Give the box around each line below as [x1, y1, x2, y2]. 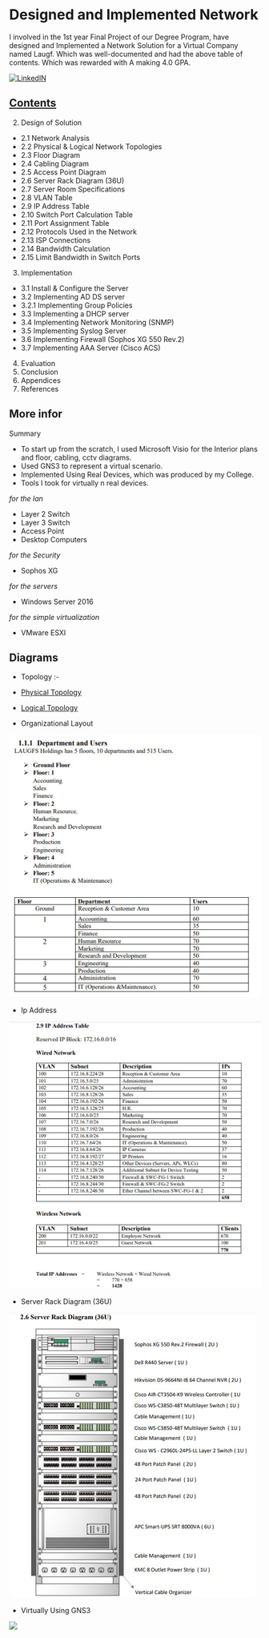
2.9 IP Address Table [20, 201, 90, 211]
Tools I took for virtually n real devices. [20, 478, 149, 488]
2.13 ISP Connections [20, 235, 91, 245]
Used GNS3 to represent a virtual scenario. [20, 461, 163, 470]
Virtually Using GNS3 [20, 1606, 91, 1616]
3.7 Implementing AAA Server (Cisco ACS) [20, 343, 161, 352]
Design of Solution [20, 118, 82, 127]
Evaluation [20, 358, 56, 368]
